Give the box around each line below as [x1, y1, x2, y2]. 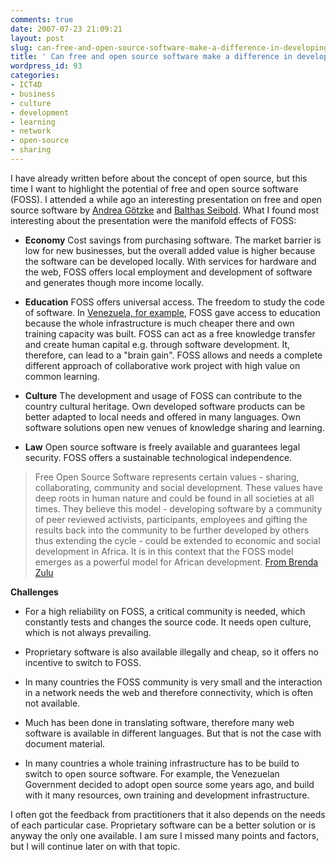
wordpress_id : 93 [10, 61, 83, 71]
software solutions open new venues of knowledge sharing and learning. [24, 421, 325, 433]
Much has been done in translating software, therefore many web [24, 716, 295, 728]
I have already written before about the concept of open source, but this [10, 172, 308, 184]
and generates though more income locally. [24, 276, 205, 288]
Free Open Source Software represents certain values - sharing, [34, 471, 300, 483]
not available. [24, 697, 81, 709]
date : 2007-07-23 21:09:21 [10, 24, 123, 34]
